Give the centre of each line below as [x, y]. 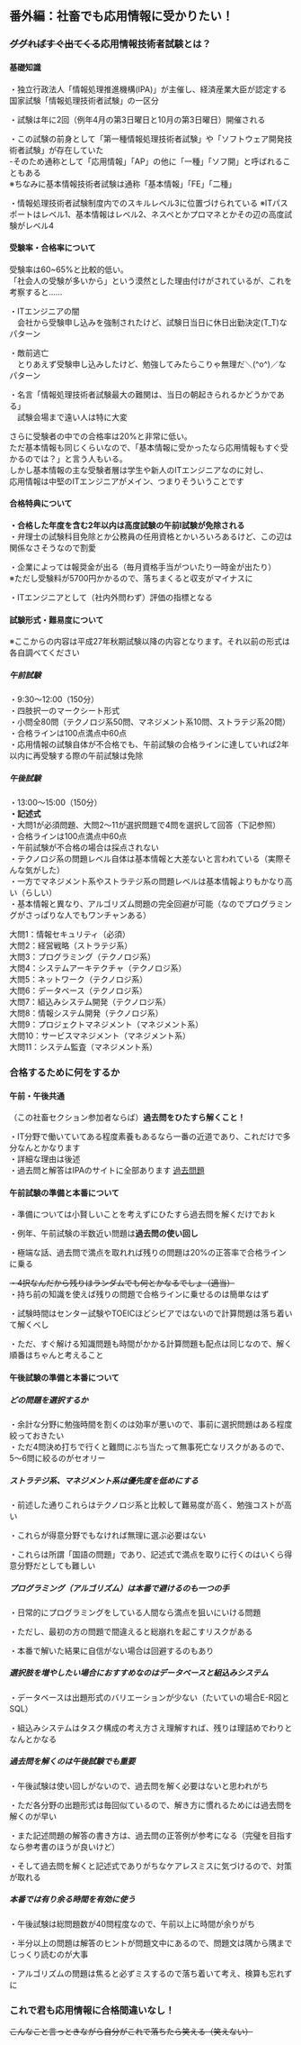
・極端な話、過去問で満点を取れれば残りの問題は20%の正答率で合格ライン [148, 1253]
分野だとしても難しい [56, 1566]
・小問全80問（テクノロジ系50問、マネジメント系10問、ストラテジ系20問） [150, 722]
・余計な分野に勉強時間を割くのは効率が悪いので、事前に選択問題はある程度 [151, 1424]
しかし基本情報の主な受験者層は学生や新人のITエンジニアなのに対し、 [139, 470]
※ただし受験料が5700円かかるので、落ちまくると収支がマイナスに [131, 578]
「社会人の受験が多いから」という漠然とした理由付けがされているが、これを [151, 280]
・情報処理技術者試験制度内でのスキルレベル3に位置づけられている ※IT [141, 203]
